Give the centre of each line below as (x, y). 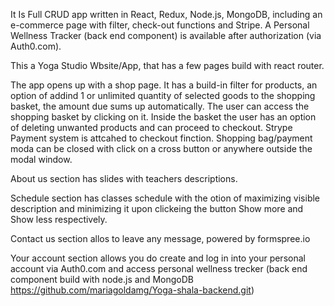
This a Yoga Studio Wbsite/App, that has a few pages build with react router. (167, 65)
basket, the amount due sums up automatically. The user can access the (160, 106)
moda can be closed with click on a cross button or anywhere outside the (161, 148)
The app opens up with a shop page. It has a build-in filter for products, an (164, 85)
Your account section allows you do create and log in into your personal (158, 258)
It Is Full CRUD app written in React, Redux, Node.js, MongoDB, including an (166, 14)
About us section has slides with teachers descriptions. (124, 178)
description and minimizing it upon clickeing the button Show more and (157, 208)
